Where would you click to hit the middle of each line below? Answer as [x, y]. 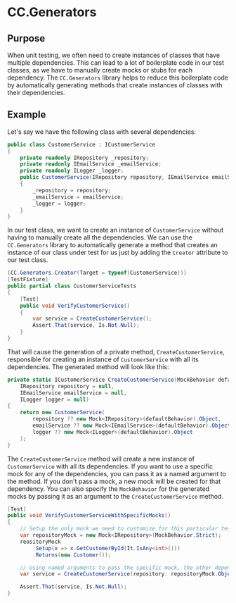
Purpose [26, 38]
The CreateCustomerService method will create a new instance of [101, 459]
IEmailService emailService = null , [74, 393]
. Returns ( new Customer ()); [72, 555]
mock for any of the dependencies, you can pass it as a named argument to [117, 473]
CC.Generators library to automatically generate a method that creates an [112, 245]
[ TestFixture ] [28, 280]
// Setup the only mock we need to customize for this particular [119, 529]
